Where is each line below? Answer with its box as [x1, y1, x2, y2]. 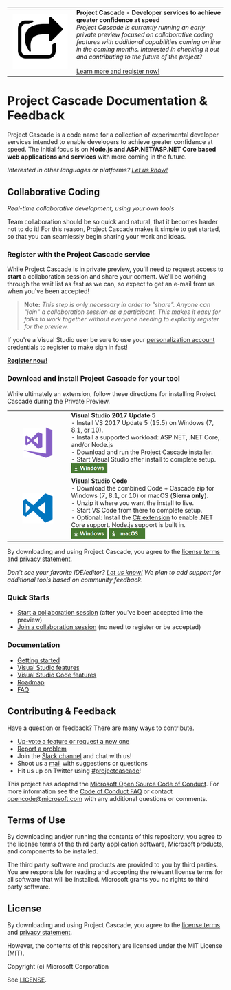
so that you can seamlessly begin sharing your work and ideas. [7, 232, 186, 240]
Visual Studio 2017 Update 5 [71, 411, 156, 419]
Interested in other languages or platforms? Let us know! [7, 166, 168, 175]
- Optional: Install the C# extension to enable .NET [71, 513, 214, 522]
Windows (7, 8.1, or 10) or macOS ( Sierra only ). [71, 491, 208, 499]
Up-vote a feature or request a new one [16, 737, 130, 745]
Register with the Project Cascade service [7, 249, 151, 259]
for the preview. [23, 322, 69, 331]
